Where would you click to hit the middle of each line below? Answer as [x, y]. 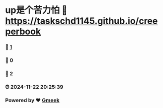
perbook [23, 31]
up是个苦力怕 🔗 [37, 10]
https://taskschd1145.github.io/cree [81, 21]
